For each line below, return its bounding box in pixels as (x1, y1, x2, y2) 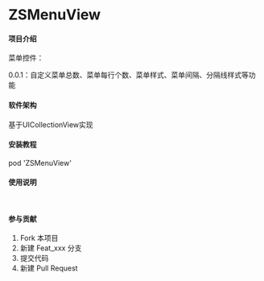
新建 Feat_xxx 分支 (19, 243, 82, 253)
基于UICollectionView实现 (8, 119, 94, 130)
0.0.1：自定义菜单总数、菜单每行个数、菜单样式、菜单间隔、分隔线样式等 (8, 70, 250, 80)
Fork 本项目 (19, 233, 59, 243)
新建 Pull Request (19, 263, 78, 273)
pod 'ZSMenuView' (8, 158, 72, 167)
